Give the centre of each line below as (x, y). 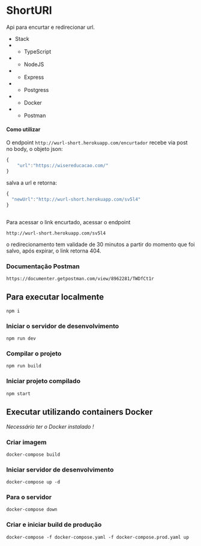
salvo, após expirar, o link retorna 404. (54, 251)
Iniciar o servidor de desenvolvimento (63, 326)
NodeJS (34, 64)
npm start (19, 394)
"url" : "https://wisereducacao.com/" (63, 166)
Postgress (36, 90)
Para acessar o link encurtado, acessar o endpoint (68, 222)
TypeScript (37, 51)
